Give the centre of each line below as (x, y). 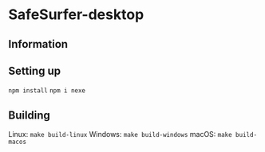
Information (38, 44)
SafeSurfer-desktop (76, 15)
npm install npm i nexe (47, 91)
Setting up (35, 70)
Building (29, 115)
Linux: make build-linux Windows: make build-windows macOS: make (121, 134)
